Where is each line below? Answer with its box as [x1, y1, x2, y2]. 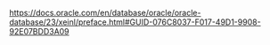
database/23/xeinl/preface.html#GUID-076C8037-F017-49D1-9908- [9, 17, 261, 27]
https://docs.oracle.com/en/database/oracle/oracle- [9, 8, 201, 18]
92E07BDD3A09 [9, 26, 70, 36]
